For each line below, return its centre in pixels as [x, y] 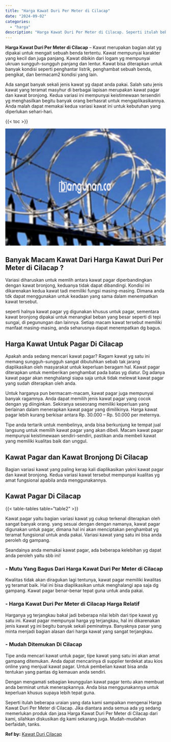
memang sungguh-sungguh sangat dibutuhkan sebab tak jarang [73, 362]
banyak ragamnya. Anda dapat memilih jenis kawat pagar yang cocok [78, 399]
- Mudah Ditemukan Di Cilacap [44, 645]
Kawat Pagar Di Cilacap [43, 496]
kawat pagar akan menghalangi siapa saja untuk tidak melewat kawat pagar [84, 378]
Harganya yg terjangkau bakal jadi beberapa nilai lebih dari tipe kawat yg [81, 615]
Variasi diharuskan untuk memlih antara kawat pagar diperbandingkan [79, 280]
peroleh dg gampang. [28, 540]
